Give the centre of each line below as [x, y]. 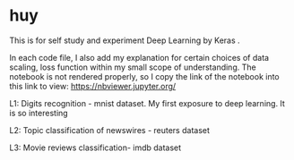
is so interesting [39, 113]
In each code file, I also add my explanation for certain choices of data [139, 57]
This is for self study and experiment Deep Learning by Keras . [125, 40]
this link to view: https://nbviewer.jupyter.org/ [93, 86]
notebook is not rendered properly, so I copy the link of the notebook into [144, 76]
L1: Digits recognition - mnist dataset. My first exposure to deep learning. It [147, 103]
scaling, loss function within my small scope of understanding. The [133, 67]
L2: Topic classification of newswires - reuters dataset [110, 130]
